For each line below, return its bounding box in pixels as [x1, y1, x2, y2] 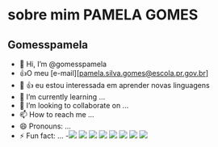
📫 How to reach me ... [19, 110, 94, 119]
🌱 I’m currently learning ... [19, 92, 106, 102]
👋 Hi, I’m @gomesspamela [19, 59, 107, 69]
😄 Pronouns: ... [19, 121, 72, 131]
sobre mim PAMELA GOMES [7, 6, 199, 24]
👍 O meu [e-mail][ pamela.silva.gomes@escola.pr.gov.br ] [19, 69, 209, 78]
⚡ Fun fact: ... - [19, 131, 69, 141]
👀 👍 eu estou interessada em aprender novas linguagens [19, 81, 211, 90]
